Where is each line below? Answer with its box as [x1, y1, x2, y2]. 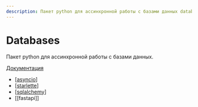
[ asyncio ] [14, 75, 38, 82]
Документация [6, 64, 44, 71]
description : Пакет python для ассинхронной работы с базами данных [6, 8, 178, 15]
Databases [6, 33, 60, 47]
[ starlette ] [14, 82, 39, 89]
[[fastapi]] [14, 94, 39, 101]
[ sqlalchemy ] [14, 88, 47, 95]
